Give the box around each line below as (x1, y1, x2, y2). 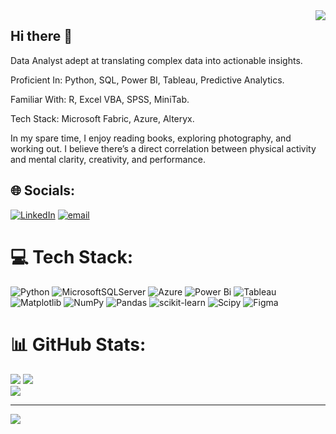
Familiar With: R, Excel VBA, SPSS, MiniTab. (10, 93, 190, 105)
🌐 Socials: (10, 182, 76, 199)
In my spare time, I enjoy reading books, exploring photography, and (10, 132, 292, 144)
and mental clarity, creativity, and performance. (10, 153, 206, 165)
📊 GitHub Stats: (10, 333, 147, 356)
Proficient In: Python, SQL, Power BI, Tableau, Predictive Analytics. (10, 74, 285, 86)
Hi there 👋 (10, 28, 73, 45)
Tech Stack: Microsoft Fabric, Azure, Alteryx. (10, 112, 195, 124)
